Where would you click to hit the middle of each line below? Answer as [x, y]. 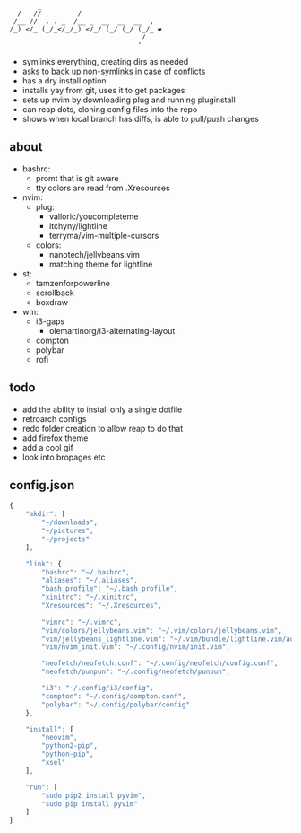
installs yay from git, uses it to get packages [103, 90]
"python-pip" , [68, 754]
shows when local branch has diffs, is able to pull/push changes [141, 119]
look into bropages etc [64, 457]
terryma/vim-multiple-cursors [104, 235]
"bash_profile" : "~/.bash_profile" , [110, 589]
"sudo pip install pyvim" [90, 804]
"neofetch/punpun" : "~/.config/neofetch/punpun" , [136, 672]
